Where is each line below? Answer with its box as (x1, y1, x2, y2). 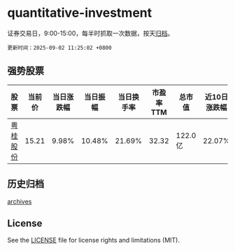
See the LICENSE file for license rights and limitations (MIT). (7, 236, 180, 245)
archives (7, 197, 32, 205)
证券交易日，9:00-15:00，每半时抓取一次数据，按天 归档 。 (7, 29, 174, 37)
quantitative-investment (7, 5, 152, 21)
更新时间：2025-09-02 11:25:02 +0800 (7, 44, 112, 51)
